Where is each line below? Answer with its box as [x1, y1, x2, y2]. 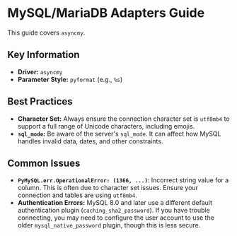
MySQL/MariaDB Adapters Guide [7, 5, 205, 21]
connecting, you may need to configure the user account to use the [17, 213, 214, 222]
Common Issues [7, 157, 81, 169]
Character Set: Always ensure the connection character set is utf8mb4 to [17, 114, 230, 123]
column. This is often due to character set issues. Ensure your [17, 184, 198, 192]
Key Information [7, 49, 80, 61]
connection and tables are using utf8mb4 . [17, 191, 138, 199]
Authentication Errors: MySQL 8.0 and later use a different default [17, 199, 213, 207]
